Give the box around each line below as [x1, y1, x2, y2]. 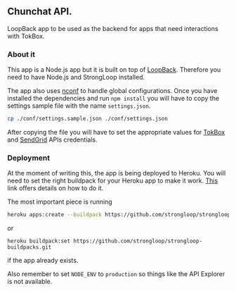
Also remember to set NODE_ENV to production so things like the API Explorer [7, 270, 225, 278]
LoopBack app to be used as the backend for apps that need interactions [7, 24, 219, 32]
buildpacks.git [7, 244, 52, 251]
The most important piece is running [7, 197, 112, 206]
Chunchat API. [7, 6, 72, 18]
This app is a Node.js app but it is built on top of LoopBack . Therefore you [7, 66, 221, 74]
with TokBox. [7, 32, 45, 40]
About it [7, 49, 36, 59]
